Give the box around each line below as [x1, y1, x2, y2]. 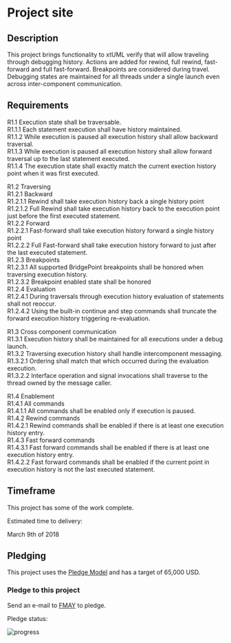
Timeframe [7, 485, 56, 497]
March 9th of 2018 [7, 530, 60, 538]
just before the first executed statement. [7, 211, 121, 220]
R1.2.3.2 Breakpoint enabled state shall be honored [7, 277, 151, 286]
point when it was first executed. [7, 169, 100, 177]
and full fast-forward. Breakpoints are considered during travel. [30, 65, 210, 73]
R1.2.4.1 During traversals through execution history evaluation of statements [7, 292, 224, 300]
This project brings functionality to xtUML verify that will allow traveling [7, 50, 209, 59]
